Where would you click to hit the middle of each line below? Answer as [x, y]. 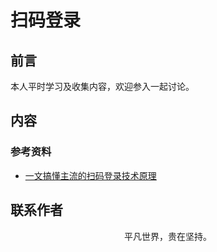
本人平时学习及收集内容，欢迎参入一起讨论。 [102, 86]
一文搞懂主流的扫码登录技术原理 [90, 175]
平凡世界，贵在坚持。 [168, 236]
